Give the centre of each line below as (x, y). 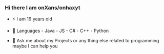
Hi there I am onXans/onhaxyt (43, 8)
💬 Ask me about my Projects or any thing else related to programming (86, 41)
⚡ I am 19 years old (32, 19)
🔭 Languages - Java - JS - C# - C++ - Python (60, 31)
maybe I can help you (35, 46)
